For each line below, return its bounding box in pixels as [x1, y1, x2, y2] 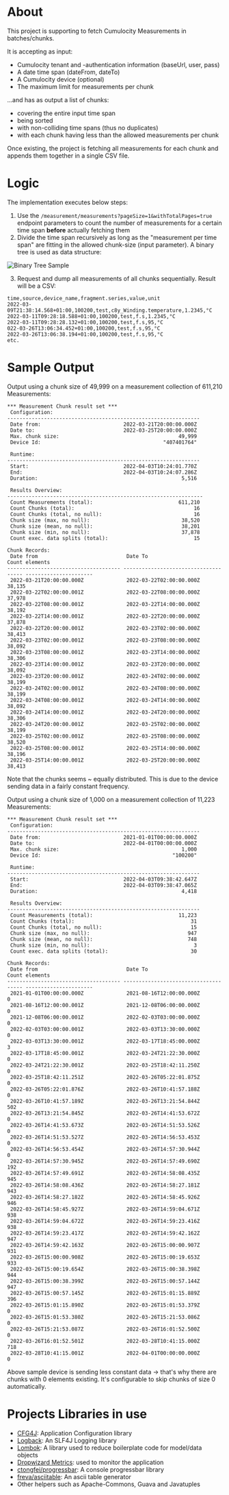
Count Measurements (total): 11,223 [10, 912, 197, 919]
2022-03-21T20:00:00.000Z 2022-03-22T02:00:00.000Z [10, 576, 200, 583]
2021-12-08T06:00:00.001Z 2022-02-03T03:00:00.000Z [10, 1014, 200, 1021]
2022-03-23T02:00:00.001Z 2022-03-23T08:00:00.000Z [10, 637, 200, 644]
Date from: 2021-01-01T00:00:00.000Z [10, 834, 197, 840]
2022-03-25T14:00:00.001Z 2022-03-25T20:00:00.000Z [10, 757, 200, 764]
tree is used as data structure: [16, 247, 102, 256]
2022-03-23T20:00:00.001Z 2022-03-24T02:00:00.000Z [10, 672, 200, 679]
